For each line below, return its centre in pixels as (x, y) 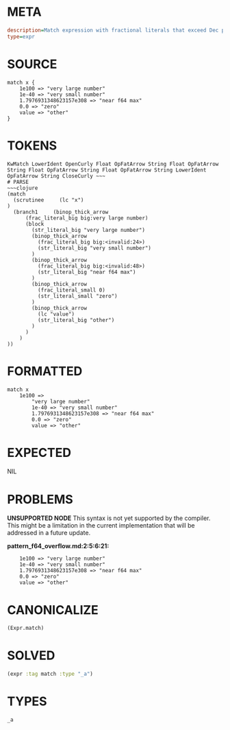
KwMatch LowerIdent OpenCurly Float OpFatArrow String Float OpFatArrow (113, 164)
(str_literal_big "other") (76, 320)
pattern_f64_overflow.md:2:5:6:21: (58, 546)
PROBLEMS (40, 499)
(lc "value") (56, 314)
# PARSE (18, 182)
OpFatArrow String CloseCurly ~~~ (56, 176)
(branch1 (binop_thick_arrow (61, 212)
